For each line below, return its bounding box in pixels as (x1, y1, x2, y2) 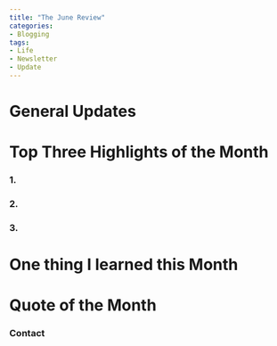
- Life (9, 46, 34, 55)
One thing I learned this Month (9, 255, 239, 275)
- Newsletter (9, 54, 58, 63)
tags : (9, 37, 29, 47)
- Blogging (9, 29, 50, 38)
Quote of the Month (9, 295, 158, 316)
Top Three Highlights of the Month (9, 142, 269, 162)
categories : (9, 21, 53, 30)
